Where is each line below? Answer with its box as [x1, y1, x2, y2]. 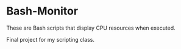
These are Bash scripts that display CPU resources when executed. [6, 24, 176, 31]
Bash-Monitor [6, 4, 78, 18]
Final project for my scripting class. [6, 36, 95, 43]
